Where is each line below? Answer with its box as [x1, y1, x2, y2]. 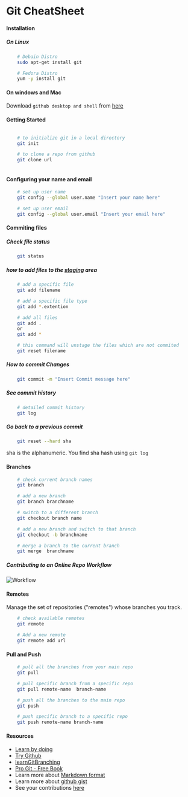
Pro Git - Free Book [14, 765, 63, 772]
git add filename [17, 287, 61, 294]
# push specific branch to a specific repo [17, 714, 128, 720]
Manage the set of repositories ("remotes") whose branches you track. [6, 604, 182, 611]
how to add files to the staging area [6, 266, 98, 273]
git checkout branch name [17, 515, 83, 521]
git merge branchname [17, 548, 74, 554]
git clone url [17, 157, 52, 163]
